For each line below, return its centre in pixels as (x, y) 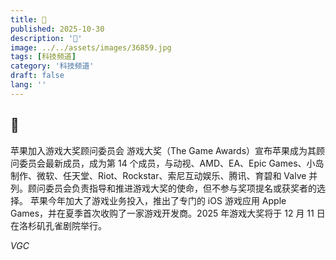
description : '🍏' (46, 38)
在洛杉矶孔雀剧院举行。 (58, 225)
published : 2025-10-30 (57, 29)
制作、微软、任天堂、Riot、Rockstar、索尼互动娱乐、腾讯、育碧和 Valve (158, 175)
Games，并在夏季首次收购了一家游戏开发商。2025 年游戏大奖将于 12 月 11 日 (168, 213)
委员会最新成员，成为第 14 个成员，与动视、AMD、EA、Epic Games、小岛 (171, 163)
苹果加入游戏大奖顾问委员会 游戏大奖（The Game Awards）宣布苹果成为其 (163, 150)
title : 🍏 (28, 19)
